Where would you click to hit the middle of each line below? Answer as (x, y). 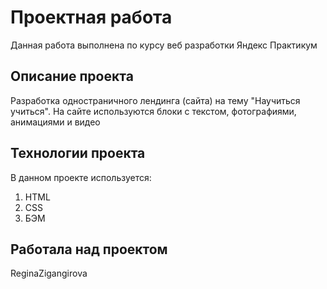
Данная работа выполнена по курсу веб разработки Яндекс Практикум (164, 45)
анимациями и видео (55, 122)
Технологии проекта (78, 153)
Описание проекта (72, 76)
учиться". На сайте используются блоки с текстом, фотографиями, (153, 111)
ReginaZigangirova (49, 273)
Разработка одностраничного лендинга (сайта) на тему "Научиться (155, 100)
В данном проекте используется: (81, 177)
